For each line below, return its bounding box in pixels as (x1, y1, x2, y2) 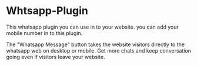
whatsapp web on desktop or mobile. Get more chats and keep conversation (6, 47, 191, 54)
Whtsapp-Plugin (6, 4, 88, 18)
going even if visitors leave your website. (6, 53, 105, 60)
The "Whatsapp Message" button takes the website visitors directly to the (6, 41, 185, 48)
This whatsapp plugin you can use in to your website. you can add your (6, 23, 179, 30)
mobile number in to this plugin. (6, 29, 83, 36)
